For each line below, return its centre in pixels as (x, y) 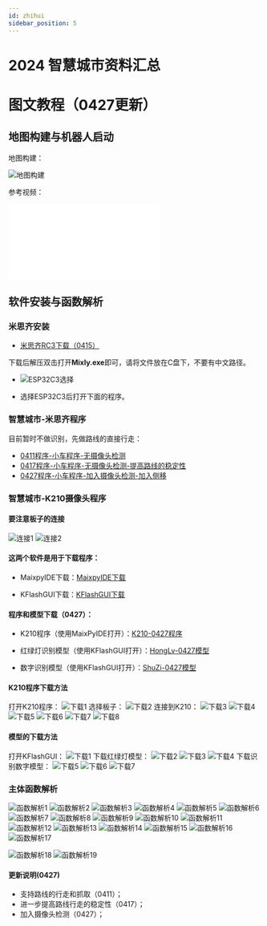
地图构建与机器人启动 (61, 137)
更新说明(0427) (34, 875)
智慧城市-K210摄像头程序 (57, 498)
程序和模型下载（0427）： (51, 614)
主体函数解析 (33, 789)
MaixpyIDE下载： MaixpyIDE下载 (73, 577)
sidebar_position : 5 (43, 23)
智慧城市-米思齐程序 (47, 419)
